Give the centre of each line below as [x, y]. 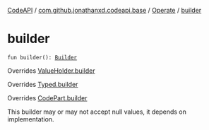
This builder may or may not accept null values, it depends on [97, 112]
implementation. [31, 119]
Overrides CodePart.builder [47, 97]
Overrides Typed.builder [43, 84]
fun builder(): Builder [42, 57]
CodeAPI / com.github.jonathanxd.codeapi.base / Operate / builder [104, 10]
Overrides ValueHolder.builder [51, 71]
